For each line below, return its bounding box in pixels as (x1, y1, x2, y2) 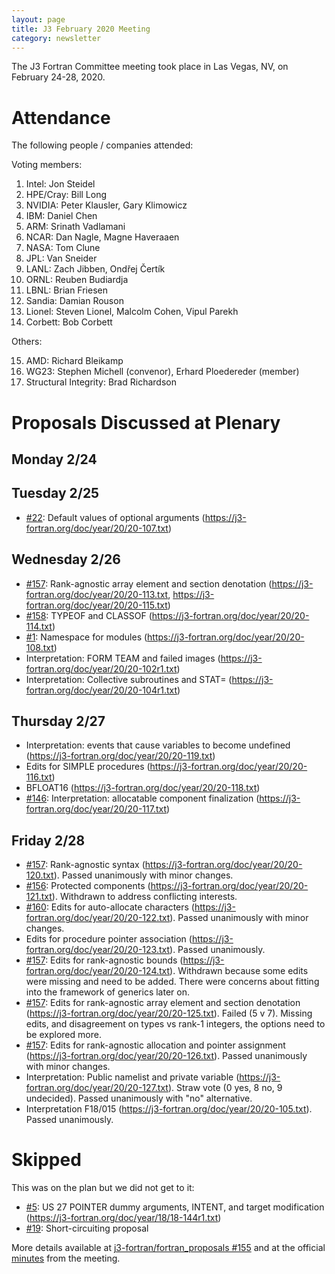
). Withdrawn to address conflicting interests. (51, 891, 238, 903)
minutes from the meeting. (11, 1252, 121, 1265)
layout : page (11, 14, 66, 25)
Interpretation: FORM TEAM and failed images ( (25, 652, 221, 664)
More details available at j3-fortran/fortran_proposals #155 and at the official (11, 1242, 326, 1254)
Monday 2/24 (11, 451, 98, 468)
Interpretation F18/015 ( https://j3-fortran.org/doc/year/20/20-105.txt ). (25, 1103, 313, 1115)
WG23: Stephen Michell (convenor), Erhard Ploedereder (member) (25, 366, 300, 378)
